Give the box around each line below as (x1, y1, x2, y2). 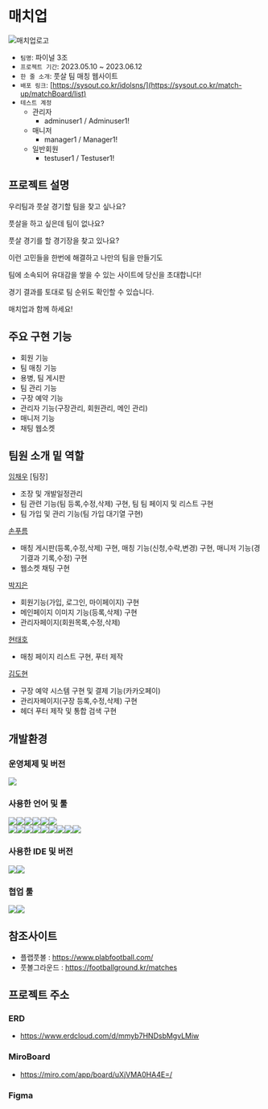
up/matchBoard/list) (19, 89, 87, 98)
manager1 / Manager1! (43, 134, 118, 144)
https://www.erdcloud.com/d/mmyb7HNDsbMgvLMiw (19, 1031, 200, 1041)
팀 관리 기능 (19, 383, 58, 393)
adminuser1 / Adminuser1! (43, 116, 130, 126)
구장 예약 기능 (19, 393, 64, 402)
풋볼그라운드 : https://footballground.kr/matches (19, 963, 178, 972)
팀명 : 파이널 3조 (19, 52, 68, 62)
